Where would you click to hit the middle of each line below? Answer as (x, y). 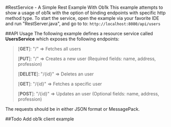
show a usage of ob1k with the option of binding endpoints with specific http (86, 13)
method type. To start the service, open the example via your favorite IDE (82, 18)
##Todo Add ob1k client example (40, 119)
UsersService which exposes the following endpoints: (62, 39)
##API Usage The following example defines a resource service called (79, 33)
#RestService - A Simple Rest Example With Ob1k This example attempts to (84, 7)
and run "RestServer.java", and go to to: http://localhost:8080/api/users (83, 23)
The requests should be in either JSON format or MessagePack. (72, 109)
